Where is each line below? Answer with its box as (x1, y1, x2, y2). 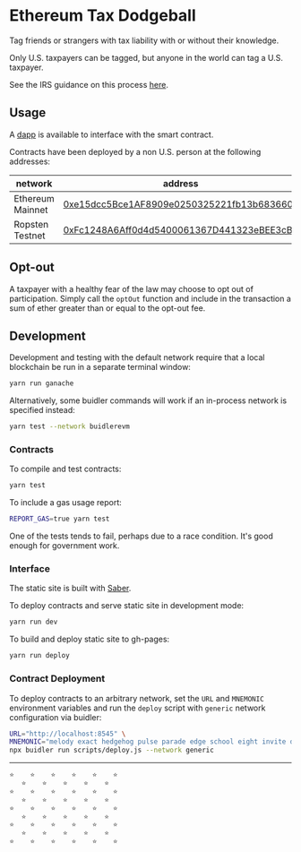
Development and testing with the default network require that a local (9, 352, 265, 363)
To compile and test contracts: (9, 463, 122, 475)
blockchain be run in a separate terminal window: (9, 362, 191, 373)
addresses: (9, 156, 51, 167)
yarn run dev (9, 617, 58, 627)
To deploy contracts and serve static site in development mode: (9, 600, 245, 611)
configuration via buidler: (9, 711, 102, 722)
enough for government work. (9, 540, 120, 551)
